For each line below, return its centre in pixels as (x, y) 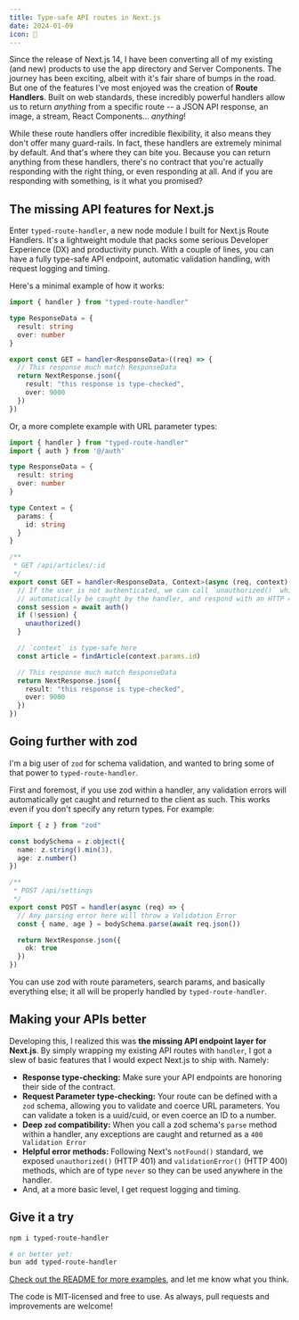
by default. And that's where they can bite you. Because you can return (140, 153)
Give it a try (41, 1218)
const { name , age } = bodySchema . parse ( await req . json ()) (129, 924)
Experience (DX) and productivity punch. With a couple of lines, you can (141, 250)
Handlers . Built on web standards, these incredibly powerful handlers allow (147, 97)
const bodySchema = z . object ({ (67, 841)
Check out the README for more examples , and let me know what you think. (149, 1279)
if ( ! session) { (47, 615)
